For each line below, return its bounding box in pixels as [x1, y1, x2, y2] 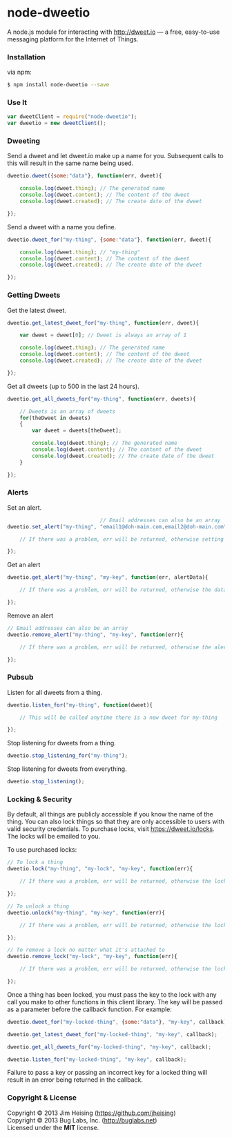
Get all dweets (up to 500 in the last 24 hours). [7, 382, 139, 390]
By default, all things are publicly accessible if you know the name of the [7, 810, 213, 819]
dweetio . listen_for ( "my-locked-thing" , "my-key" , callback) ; [7, 1055, 187, 1063]
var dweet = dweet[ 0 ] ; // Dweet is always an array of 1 [19, 332, 187, 339]
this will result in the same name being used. [7, 159, 134, 167]
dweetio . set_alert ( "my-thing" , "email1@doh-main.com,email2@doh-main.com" [7, 523, 227, 530]
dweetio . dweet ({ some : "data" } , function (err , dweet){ [7, 173, 162, 180]
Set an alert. [7, 503, 42, 512]
